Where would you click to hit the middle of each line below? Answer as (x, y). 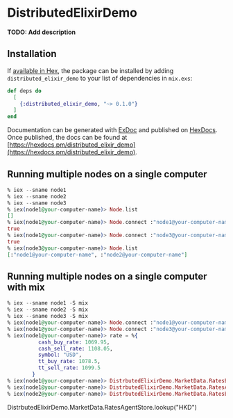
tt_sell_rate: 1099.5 (69, 368)
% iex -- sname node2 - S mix (48, 310)
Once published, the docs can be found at (67, 138)
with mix (26, 287)
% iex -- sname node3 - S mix (48, 316)
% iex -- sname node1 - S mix (48, 303)
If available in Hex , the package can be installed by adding (90, 70)
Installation (32, 54)
